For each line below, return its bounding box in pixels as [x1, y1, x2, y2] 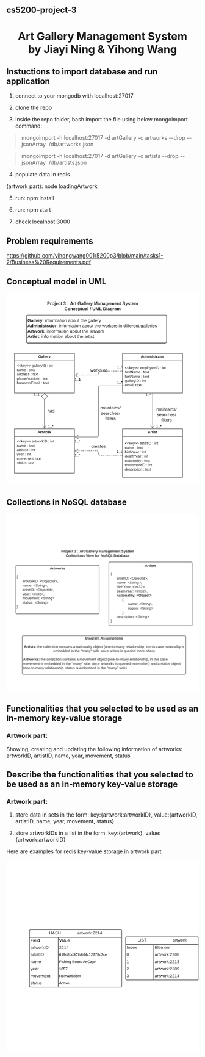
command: [15, 122, 43, 130]
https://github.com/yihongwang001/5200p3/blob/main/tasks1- [6, 252, 164, 259]
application [6, 76, 51, 86]
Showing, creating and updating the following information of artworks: [6, 745, 183, 752]
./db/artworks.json [47, 140, 94, 148]
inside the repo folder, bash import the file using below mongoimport [15, 116, 188, 123]
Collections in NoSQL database [6, 497, 127, 508]
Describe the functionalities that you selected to [6, 770, 193, 780]
